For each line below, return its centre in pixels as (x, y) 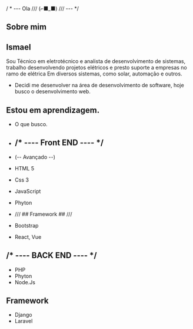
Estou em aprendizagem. (53, 110)
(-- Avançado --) (35, 157)
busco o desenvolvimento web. (53, 91)
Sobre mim (26, 27)
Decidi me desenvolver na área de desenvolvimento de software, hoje (99, 85)
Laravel (24, 321)
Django (23, 315)
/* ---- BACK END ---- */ (51, 256)
